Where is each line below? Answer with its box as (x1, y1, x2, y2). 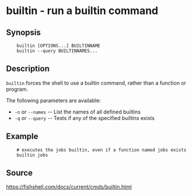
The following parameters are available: (6, 97, 101, 104)
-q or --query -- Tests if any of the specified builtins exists (14, 114, 155, 121)
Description (6, 64, 50, 74)
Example (6, 132, 39, 142)
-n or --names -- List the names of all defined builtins (14, 108, 141, 115)
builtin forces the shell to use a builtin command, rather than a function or (6, 79, 187, 86)
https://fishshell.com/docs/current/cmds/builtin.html (6, 183, 132, 191)
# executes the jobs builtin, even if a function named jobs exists (16, 147, 187, 153)
